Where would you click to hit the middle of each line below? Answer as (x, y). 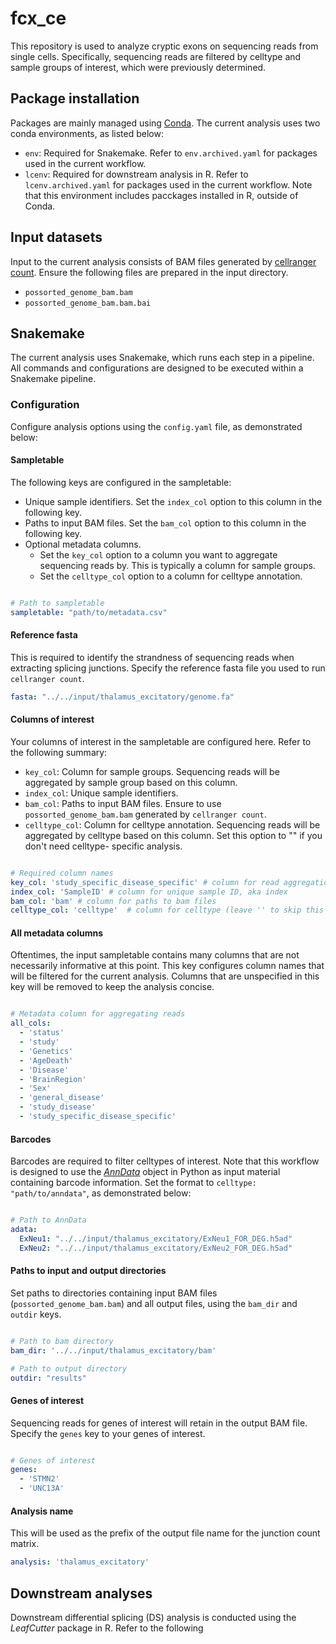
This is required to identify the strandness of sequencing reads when (152, 657)
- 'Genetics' (46, 1051)
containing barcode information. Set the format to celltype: (133, 1183)
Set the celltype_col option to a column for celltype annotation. (171, 576)
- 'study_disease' (58, 1107)
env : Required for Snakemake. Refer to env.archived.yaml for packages (171, 153)
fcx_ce (38, 18)
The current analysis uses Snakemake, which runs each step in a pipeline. (162, 358)
